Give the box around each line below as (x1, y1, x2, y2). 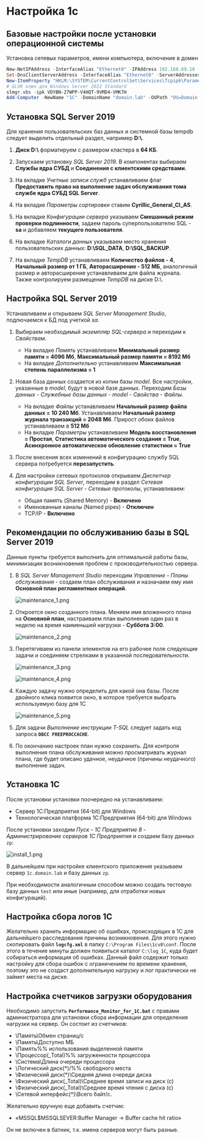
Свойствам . (15, 335, 47, 342)
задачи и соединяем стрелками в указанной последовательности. (15, 651, 190, 659)
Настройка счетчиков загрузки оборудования (6, 991, 192, 1001)
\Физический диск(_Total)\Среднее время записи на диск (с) (15, 1078, 174, 1085)
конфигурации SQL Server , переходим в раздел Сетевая (15, 478, 163, 486)
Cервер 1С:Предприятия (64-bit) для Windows (15, 807, 136, 815)
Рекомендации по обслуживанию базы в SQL (6, 527, 190, 538)
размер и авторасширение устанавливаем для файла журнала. (15, 269, 181, 276)
